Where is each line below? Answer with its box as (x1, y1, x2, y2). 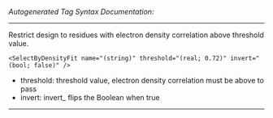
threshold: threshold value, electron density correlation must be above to (19, 76, 264, 85)
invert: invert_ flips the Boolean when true (19, 93, 160, 102)
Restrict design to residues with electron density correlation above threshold (8, 30, 264, 40)
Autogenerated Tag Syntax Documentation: (8, 7, 154, 16)
